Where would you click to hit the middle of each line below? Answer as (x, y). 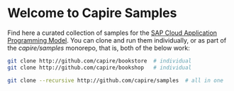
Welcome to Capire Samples (92, 13)
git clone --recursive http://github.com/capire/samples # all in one (115, 80)
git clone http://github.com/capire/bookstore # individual (100, 61)
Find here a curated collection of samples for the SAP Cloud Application (112, 33)
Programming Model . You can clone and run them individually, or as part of (117, 40)
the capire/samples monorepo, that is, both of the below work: (99, 48)
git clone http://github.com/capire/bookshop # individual (100, 68)
